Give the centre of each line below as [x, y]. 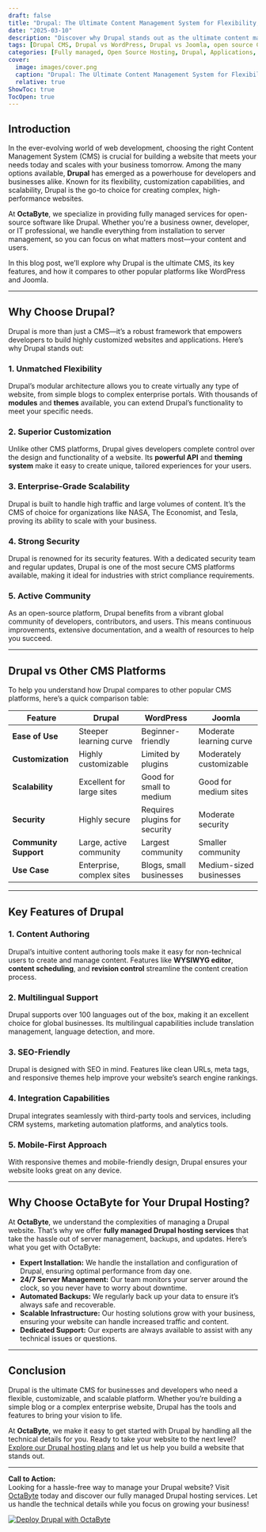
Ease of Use [35, 736]
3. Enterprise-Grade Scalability [69, 486]
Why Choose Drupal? [62, 312]
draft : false [30, 15]
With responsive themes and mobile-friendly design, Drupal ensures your [128, 1162]
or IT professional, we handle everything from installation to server [117, 231]
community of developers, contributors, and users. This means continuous [130, 622]
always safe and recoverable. [68, 1304]
